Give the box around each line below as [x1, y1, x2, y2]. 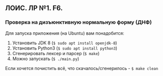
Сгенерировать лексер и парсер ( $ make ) [12, 50, 100, 56]
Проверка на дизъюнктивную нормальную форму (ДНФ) [5, 19, 152, 26]
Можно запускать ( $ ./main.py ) [12, 56, 80, 62]
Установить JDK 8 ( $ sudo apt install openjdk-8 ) [12, 40, 117, 46]
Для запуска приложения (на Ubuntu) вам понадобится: [5, 30, 124, 36]
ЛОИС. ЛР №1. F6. [5, 4, 63, 12]
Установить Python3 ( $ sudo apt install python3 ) [12, 45, 118, 51]
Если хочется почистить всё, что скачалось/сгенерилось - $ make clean [5, 65, 159, 71]
